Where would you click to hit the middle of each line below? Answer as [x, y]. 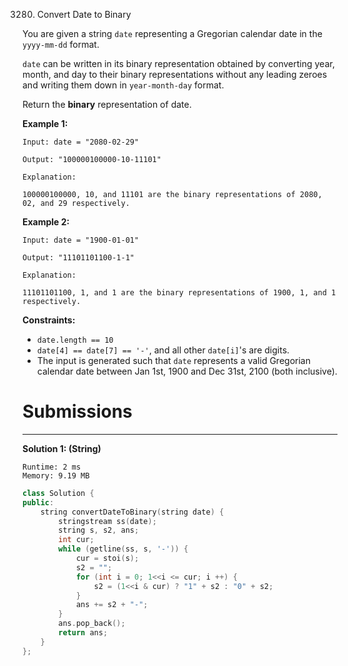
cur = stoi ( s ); [107, 559]
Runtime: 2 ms [52, 467]
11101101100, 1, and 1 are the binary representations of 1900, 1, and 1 [179, 293]
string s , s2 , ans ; [99, 530]
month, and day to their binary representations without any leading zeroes [175, 74]
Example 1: [45, 123]
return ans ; [83, 633]
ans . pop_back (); [92, 624]
